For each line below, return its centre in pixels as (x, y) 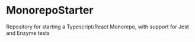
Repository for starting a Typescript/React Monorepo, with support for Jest (98, 27)
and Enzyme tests (28, 33)
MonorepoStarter (50, 10)
